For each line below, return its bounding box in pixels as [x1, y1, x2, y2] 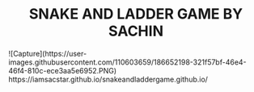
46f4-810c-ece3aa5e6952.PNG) [8, 65, 117, 75]
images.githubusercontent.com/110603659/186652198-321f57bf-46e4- [8, 57, 247, 67]
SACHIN [108, 22, 164, 40]
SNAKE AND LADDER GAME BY [28, 5, 243, 23]
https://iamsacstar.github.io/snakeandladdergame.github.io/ [8, 74, 209, 84]
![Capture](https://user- [8, 48, 87, 58]
